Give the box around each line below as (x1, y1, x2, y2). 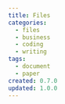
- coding (15, 41, 44, 48)
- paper (15, 70, 41, 77)
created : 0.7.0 (8, 77, 58, 84)
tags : (8, 56, 26, 63)
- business (15, 33, 51, 41)
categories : (8, 19, 47, 27)
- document (15, 63, 51, 70)
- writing (15, 48, 47, 56)
